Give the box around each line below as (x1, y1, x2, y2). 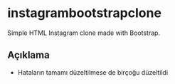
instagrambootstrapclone (7, 5, 162, 21)
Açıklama (7, 49, 50, 61)
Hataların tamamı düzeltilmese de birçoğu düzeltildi (17, 68, 169, 76)
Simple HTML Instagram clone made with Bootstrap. (7, 28, 161, 37)
